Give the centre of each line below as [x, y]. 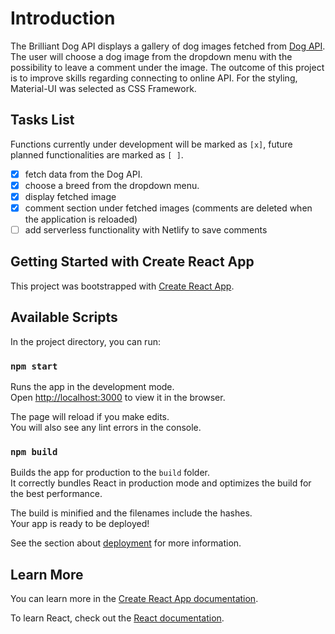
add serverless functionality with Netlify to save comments [146, 230]
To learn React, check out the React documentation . [117, 618]
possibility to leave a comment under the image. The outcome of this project [167, 67]
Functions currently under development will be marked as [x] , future [151, 144]
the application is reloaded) [81, 219]
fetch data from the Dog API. [83, 174]
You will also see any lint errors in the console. [106, 427]
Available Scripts [64, 317]
